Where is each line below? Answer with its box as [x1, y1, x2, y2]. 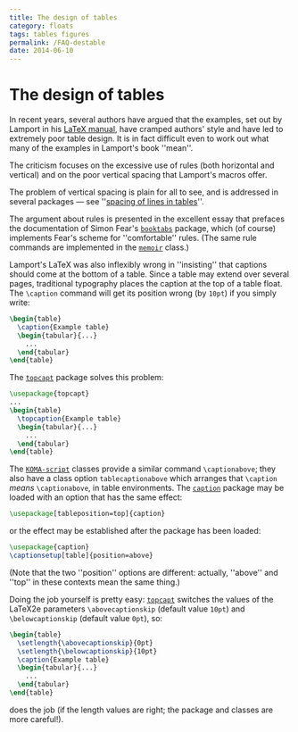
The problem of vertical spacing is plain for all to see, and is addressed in [9, 187, 279, 197]
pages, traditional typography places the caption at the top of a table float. [9, 279, 283, 289]
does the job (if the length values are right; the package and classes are [9, 704, 274, 715]
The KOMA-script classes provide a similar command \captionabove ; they [9, 463, 277, 474]
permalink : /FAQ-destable [9, 37, 105, 47]
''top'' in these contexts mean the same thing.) [9, 577, 181, 587]
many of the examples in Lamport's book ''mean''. [9, 143, 194, 154]
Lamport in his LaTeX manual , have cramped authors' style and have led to [9, 124, 284, 135]
